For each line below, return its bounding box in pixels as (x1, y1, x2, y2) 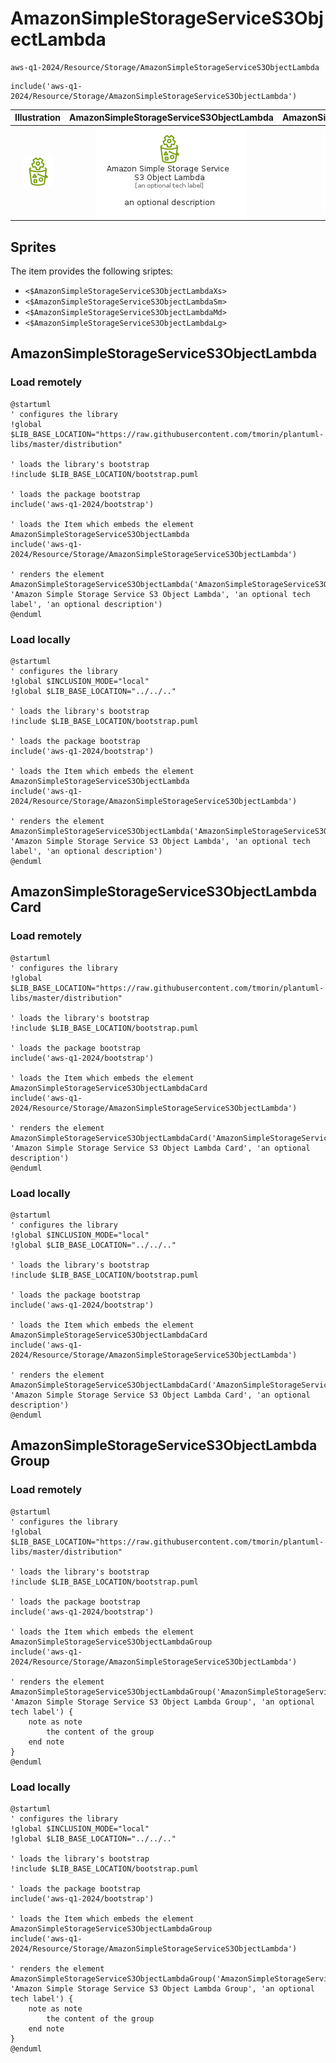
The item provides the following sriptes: (10, 265, 174, 277)
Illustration (14, 112, 62, 124)
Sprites (10, 238, 57, 256)
